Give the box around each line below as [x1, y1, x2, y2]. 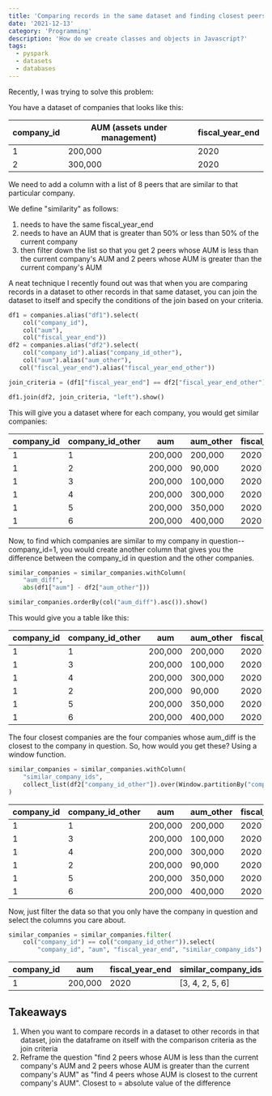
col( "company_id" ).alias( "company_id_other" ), [23, 349, 183, 357]
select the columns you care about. [8, 915, 126, 924]
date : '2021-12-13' [8, 19, 74, 28]
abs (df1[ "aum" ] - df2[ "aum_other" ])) [23, 584, 151, 592]
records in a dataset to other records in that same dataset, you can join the [8, 287, 257, 296]
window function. [8, 750, 66, 759]
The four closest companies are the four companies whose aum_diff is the [8, 732, 257, 742]
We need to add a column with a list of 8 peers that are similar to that [8, 179, 239, 189]
